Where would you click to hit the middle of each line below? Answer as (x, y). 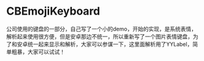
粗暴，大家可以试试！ (38, 52)
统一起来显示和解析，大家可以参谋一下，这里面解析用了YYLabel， (110, 44)
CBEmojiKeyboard (53, 11)
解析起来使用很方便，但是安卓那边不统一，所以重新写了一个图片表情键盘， (100, 36)
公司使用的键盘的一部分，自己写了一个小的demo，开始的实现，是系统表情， (101, 29)
